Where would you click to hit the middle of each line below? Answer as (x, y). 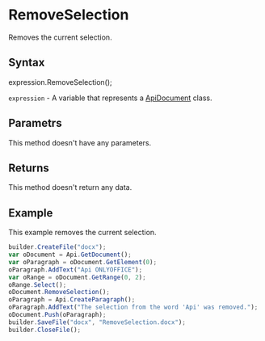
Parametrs (35, 123)
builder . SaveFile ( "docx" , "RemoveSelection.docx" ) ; (97, 322)
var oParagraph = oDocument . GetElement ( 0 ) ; (83, 262)
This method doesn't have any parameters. (80, 142)
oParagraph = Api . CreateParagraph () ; (72, 300)
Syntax (27, 63)
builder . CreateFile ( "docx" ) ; (57, 247)
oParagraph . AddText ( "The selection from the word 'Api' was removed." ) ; (133, 307)
